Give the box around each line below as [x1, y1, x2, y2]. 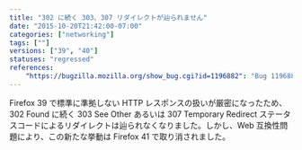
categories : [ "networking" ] [9, 30, 115, 39]
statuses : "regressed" [9, 55, 94, 64]
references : [9, 64, 54, 73]
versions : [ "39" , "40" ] [9, 47, 99, 56]
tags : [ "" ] [9, 38, 50, 48]
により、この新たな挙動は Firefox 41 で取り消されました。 [16, 131, 231, 142]
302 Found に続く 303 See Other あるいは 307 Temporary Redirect [9, 109, 258, 119]
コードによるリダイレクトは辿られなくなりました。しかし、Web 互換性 [16, 119, 280, 130]
